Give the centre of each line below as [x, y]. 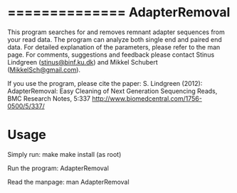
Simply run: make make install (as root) [64, 154]
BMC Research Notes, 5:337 [49, 98]
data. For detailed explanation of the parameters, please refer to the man [114, 47]
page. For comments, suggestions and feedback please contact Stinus [111, 55]
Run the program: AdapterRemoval [58, 168]
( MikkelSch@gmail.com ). [44, 70]
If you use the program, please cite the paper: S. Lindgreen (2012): [105, 83]
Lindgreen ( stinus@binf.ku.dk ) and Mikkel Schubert [83, 62]
